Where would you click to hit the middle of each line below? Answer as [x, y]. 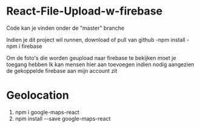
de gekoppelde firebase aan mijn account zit [62, 70]
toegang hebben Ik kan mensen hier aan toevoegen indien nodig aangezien [100, 64]
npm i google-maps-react [47, 112]
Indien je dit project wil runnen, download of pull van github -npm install [96, 39]
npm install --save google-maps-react [63, 118]
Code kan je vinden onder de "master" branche [65, 28]
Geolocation [38, 96]
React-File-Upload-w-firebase [84, 11]
